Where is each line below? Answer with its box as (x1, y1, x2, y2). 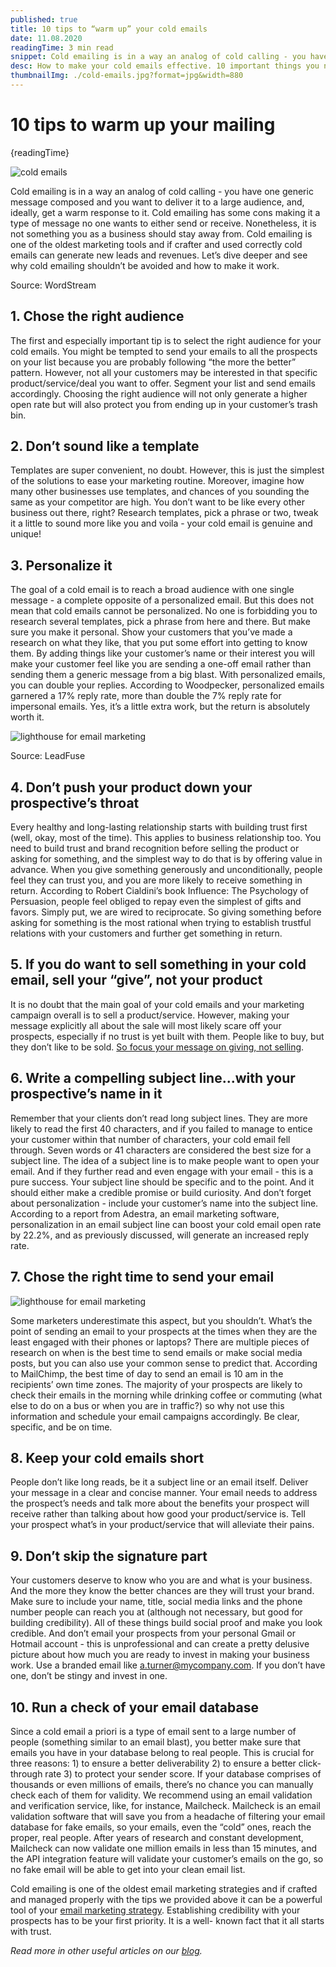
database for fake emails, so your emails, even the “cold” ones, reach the (10, 1821, 312, 1833)
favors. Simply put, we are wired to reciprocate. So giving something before (10, 906, 322, 918)
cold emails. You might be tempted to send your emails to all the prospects (10, 345, 318, 357)
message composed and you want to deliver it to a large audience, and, (10, 196, 305, 208)
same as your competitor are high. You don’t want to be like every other (10, 496, 305, 508)
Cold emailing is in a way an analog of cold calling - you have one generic (10, 185, 314, 197)
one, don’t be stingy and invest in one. (10, 1670, 168, 1682)
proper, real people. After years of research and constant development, (10, 1831, 304, 1843)
